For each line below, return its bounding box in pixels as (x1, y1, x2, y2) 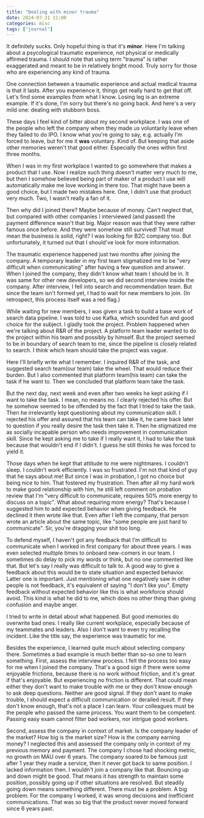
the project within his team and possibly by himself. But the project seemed (6, 333, 195, 341)
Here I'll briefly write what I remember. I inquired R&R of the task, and (6, 358, 180, 366)
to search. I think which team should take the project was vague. (6, 347, 169, 354)
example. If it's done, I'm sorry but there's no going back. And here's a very (6, 100, 196, 107)
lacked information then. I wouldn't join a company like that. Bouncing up (6, 766, 189, 774)
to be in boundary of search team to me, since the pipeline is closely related (6, 340, 197, 347)
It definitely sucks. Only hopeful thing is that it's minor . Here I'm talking (6, 43, 185, 50)
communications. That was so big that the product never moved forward (6, 798, 188, 806)
